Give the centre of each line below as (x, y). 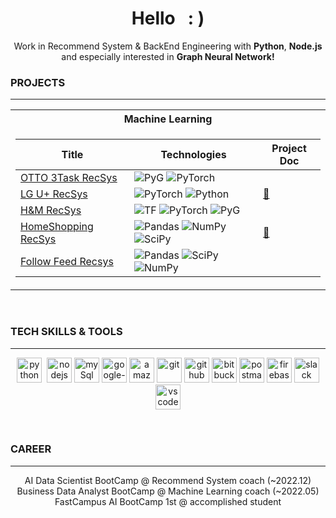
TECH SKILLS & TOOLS (66, 332)
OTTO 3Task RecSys (69, 178)
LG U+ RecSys (54, 194)
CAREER (31, 449)
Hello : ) (168, 18)
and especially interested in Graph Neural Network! (168, 56)
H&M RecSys (51, 210)
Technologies (193, 155)
